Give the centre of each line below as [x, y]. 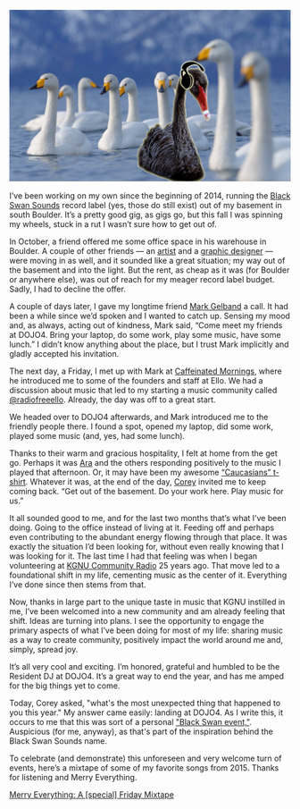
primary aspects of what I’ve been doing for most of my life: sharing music [146, 630]
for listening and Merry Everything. [73, 778]
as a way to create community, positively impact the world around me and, [146, 640]
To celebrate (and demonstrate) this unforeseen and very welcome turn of [146, 758]
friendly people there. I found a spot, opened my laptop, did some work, [142, 426]
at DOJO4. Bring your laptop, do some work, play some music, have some [145, 335]
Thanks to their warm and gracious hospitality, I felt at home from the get [144, 453]
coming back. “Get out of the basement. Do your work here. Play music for [146, 492]
